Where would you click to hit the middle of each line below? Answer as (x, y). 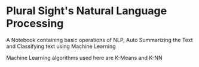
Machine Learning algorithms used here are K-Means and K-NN (84, 58)
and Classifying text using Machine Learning (61, 46)
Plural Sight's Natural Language (87, 11)
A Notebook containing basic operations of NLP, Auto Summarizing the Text (99, 40)
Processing (35, 23)
